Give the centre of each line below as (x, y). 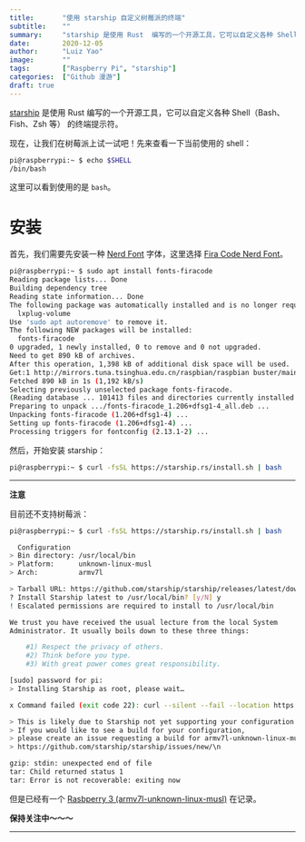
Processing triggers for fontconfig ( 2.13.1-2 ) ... (109, 431)
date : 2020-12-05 (56, 43)
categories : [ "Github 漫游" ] (65, 77)
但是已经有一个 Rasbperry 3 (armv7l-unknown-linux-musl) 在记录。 (135, 798)
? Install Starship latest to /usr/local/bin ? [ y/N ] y (115, 597)
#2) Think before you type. (79, 656)
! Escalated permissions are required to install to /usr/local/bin (142, 606)
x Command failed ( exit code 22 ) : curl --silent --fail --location (140, 705)
